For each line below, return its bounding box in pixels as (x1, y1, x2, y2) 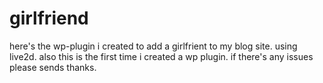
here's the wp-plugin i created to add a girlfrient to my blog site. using (9, 40, 298, 52)
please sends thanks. (9, 61, 97, 73)
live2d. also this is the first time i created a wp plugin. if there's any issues (9, 50, 314, 62)
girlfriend (9, 7, 89, 30)
